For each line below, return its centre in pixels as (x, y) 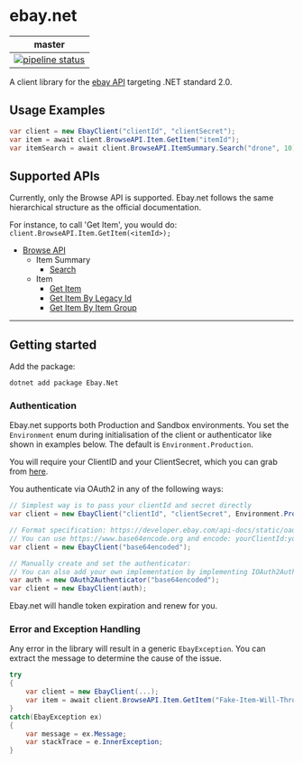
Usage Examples (57, 111)
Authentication (43, 405)
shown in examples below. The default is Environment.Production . (132, 444)
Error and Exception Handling (75, 629)
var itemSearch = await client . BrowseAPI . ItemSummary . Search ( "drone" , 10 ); (155, 148)
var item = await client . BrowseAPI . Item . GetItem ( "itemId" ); (125, 140)
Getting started (53, 344)
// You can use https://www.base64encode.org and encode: (120, 538)
